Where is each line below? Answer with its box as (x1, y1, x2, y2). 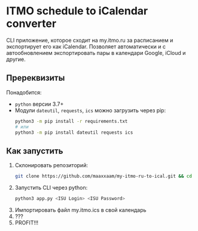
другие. (6, 56, 26, 63)
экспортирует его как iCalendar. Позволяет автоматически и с (6, 43, 166, 50)
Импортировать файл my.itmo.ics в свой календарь (14, 206, 147, 213)
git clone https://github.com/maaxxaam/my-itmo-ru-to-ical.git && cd (14, 173, 193, 180)
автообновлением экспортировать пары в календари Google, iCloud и (6, 49, 186, 56)
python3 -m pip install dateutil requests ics (14, 130, 133, 135)
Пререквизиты (6, 73, 65, 83)
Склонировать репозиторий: (14, 162, 89, 169)
